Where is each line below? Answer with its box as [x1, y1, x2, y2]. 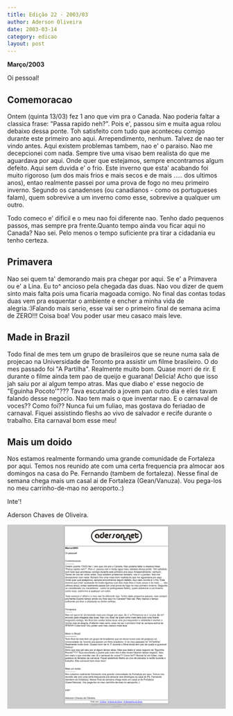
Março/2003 [7, 60, 45, 69]
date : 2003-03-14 [7, 26, 58, 33]
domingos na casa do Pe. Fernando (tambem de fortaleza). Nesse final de [7, 469, 218, 478]
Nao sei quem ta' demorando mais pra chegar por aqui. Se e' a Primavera [7, 274, 217, 283]
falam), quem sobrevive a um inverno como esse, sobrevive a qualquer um [7, 193, 221, 201]
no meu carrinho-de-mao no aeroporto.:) [7, 484, 125, 492]
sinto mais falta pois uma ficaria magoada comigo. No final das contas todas [7, 289, 226, 297]
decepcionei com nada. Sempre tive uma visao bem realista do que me [7, 149, 210, 157]
